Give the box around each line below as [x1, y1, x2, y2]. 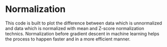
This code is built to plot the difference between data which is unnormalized [5, 20, 162, 26]
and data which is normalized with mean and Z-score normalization [5, 25, 144, 31]
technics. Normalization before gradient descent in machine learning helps [5, 30, 159, 36]
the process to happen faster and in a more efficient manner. [5, 36, 131, 42]
